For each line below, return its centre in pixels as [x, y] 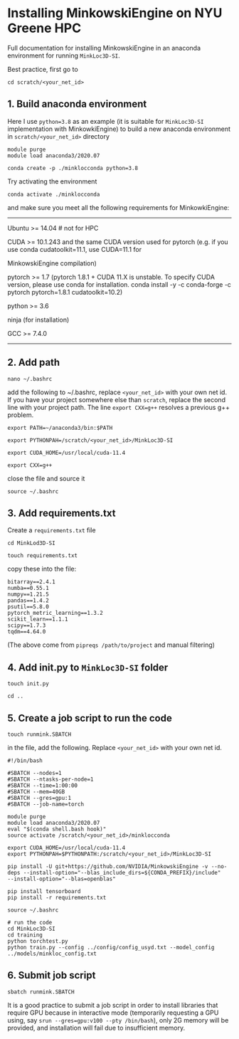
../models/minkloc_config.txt [52, 954]
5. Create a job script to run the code [90, 718]
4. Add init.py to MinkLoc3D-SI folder [88, 667]
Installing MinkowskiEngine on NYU [115, 13]
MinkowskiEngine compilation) [52, 263]
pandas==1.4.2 [28, 601]
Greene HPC [44, 28]
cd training [25, 935]
